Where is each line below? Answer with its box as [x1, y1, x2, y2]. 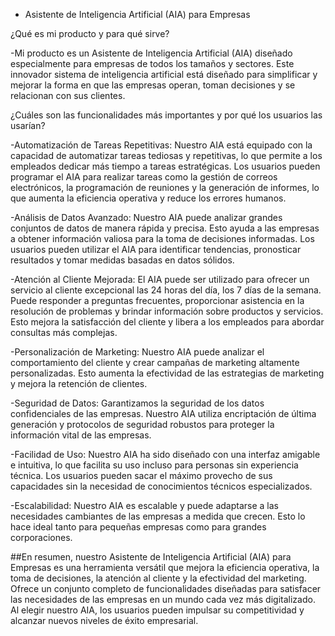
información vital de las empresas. [10, 429, 152, 441]
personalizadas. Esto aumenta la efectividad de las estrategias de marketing [10, 367, 325, 379]
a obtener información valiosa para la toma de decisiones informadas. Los [10, 233, 315, 244]
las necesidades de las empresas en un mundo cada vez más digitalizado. [10, 594, 316, 605]
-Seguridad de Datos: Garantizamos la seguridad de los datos [10, 397, 265, 409]
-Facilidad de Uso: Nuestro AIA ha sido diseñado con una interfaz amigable [10, 449, 321, 460]
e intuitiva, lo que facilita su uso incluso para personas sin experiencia [10, 459, 299, 471]
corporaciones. [10, 532, 73, 543]
